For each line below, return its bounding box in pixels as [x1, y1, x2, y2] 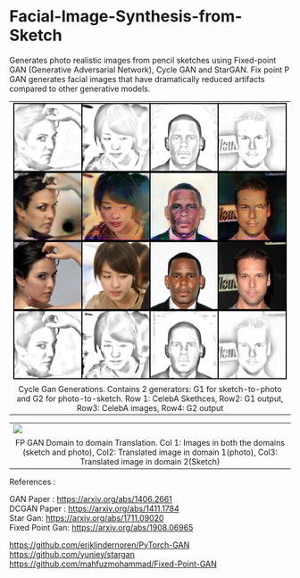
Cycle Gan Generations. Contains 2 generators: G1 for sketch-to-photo [18, 383, 282, 394]
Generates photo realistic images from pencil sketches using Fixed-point [9, 54, 277, 65]
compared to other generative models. [9, 83, 151, 94]
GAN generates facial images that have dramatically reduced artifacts [9, 73, 265, 84]
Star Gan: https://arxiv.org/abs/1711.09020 [9, 512, 164, 524]
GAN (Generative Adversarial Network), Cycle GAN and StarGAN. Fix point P [9, 64, 290, 75]
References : [9, 476, 56, 487]
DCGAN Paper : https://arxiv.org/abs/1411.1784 [9, 503, 180, 514]
